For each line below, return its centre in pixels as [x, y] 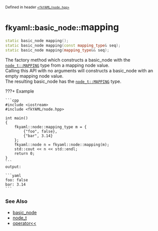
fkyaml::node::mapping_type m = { [50, 127]
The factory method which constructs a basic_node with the [68, 60]
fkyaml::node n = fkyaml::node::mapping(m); [62, 145]
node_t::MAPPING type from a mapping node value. [57, 65]
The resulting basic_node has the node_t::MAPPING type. [63, 81]
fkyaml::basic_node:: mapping [62, 27]
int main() [17, 118]
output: [13, 167]
